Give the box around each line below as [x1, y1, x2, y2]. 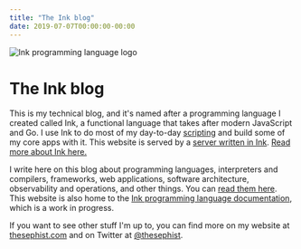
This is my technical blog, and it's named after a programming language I [9, 108, 281, 119]
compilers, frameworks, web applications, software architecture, [9, 174, 250, 185]
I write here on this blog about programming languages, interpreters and [9, 164, 278, 175]
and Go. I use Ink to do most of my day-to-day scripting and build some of [9, 128, 286, 139]
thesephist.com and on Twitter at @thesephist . [9, 230, 183, 241]
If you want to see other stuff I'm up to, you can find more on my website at [9, 220, 290, 231]
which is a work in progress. [9, 203, 115, 214]
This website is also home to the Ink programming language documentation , [9, 193, 292, 204]
